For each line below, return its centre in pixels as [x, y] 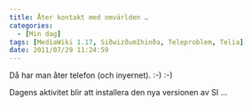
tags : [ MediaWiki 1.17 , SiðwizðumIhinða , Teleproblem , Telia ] [126, 42]
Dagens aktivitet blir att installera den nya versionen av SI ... [118, 93]
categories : [31, 26]
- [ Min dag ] [39, 34]
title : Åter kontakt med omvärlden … [79, 17]
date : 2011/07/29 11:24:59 [59, 50]
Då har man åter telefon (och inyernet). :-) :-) [91, 75]
